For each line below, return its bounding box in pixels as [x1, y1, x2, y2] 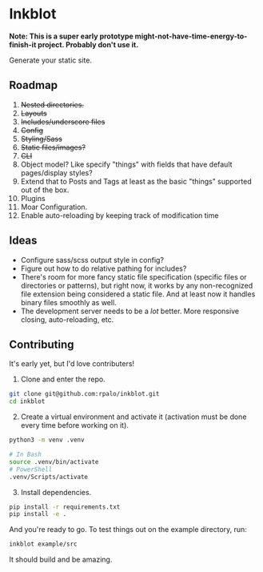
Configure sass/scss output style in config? [20, 255, 165, 264]
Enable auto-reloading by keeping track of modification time [20, 210, 219, 220]
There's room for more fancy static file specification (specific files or [20, 272, 247, 281]
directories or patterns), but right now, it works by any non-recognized [20, 280, 253, 290]
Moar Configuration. [20, 202, 88, 211]
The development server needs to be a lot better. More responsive [20, 306, 239, 316]
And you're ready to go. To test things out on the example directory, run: [9, 525, 247, 534]
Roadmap [9, 79, 58, 92]
